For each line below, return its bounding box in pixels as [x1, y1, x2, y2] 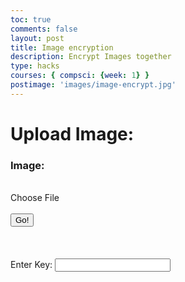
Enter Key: [10, 259, 53, 271]
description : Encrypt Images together [10, 52, 172, 62]
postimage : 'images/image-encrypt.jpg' [10, 80, 177, 90]
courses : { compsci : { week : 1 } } [10, 71, 150, 81]
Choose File [10, 192, 60, 204]
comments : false [10, 24, 78, 34]
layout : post [10, 33, 65, 43]
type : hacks [10, 61, 60, 71]
